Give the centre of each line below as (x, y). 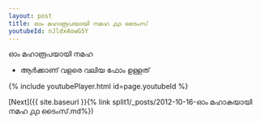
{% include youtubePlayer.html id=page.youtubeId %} (98, 87)
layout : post (30, 16)
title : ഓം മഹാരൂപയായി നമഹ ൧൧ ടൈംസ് (78, 24)
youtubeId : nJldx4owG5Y (49, 31)
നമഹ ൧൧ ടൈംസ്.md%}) (51, 111)
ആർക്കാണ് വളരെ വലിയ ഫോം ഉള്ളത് (85, 71)
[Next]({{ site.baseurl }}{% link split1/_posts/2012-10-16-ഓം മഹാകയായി (130, 102)
